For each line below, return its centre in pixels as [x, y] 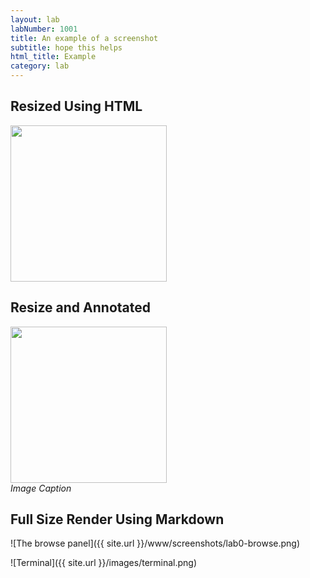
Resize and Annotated [80, 307]
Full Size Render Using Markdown [117, 519]
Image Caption [41, 488]
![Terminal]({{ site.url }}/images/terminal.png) [104, 563]
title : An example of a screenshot [84, 38]
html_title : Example [53, 57]
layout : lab [35, 19]
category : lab [40, 66]
